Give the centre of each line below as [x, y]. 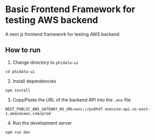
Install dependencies [34, 81]
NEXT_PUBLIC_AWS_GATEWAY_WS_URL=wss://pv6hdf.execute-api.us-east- [78, 109]
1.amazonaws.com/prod [28, 113]
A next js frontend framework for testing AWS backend [62, 34]
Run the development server [42, 123]
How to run [23, 50]
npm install [18, 90]
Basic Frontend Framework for [70, 9]
